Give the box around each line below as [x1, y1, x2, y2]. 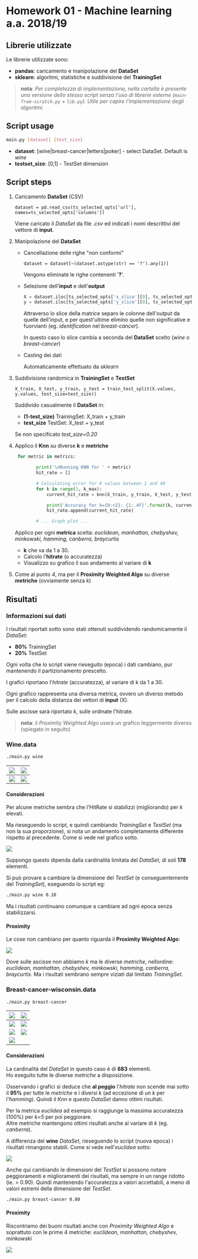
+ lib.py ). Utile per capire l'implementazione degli [61, 98, 184, 105]
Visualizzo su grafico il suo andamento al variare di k [23, 559, 152, 567]
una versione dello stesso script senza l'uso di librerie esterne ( [20, 92, 175, 98]
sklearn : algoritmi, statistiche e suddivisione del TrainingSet [14, 74, 162, 80]
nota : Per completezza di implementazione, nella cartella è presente [20, 85, 187, 92]
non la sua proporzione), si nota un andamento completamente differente [6, 828, 184, 835]
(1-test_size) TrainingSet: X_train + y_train [23, 413, 126, 420]
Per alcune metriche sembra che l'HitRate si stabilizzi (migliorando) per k [6, 804, 183, 811]
